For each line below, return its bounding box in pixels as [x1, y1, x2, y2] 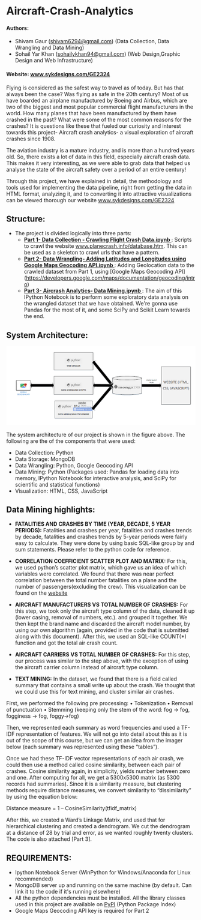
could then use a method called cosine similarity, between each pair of [6, 761, 181, 769]
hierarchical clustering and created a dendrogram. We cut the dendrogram [6, 823, 190, 830]
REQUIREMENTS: [6, 853, 72, 863]
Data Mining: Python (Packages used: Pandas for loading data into [14, 468, 179, 475]
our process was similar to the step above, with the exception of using [14, 657, 189, 664]
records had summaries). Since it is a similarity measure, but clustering [6, 780, 182, 787]
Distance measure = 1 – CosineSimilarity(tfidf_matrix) [6, 805, 137, 812]
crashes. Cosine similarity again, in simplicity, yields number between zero [6, 768, 191, 775]
